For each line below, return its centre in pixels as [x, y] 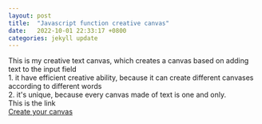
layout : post [30, 16]
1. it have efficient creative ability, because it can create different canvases [131, 78]
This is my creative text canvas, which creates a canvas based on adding [129, 61]
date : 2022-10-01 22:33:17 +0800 [67, 30]
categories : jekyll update [53, 38]
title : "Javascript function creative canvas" [89, 23]
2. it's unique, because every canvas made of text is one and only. [117, 95]
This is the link [32, 103]
